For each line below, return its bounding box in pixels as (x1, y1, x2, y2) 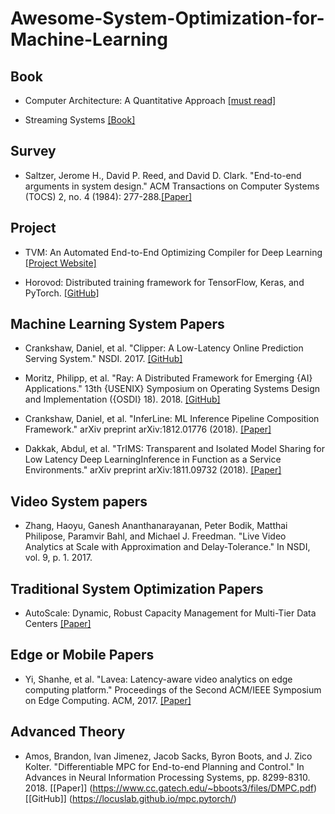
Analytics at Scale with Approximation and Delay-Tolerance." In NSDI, (24, 541, 311, 553)
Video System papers (10, 493, 148, 510)
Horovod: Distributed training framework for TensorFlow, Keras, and (24, 276, 305, 288)
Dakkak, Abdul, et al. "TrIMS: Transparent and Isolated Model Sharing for (24, 443, 326, 455)
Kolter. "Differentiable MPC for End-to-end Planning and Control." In (24, 760, 305, 772)
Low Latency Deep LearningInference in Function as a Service (24, 453, 282, 466)
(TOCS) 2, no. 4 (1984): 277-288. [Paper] (24, 190, 193, 202)
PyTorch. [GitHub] (24, 287, 100, 299)
